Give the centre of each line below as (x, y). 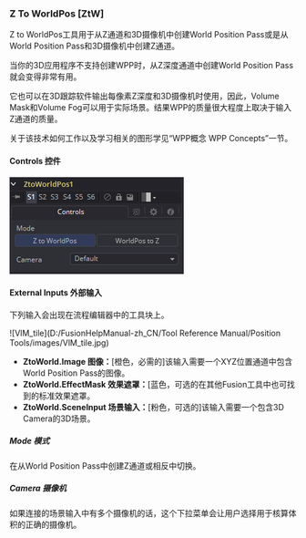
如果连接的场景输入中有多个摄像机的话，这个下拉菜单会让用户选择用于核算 (149, 512)
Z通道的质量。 (36, 119)
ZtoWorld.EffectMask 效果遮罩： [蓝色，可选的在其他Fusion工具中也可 (155, 384)
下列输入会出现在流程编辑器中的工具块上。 (89, 315)
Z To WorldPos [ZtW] (57, 14)
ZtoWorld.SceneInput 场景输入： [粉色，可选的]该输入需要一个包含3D (153, 407)
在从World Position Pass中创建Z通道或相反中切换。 (105, 466)
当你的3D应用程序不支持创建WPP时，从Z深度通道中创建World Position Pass (152, 66)
